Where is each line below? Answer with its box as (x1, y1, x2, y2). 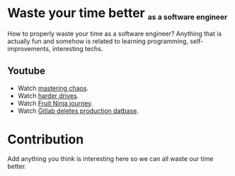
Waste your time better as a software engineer (7, 5, 228, 22)
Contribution (7, 131, 84, 147)
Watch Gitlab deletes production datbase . (17, 106, 139, 115)
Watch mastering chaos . (17, 84, 89, 92)
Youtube (7, 65, 46, 77)
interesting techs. (52, 44, 103, 53)
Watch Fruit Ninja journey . (17, 99, 93, 107)
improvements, (7, 44, 51, 53)
